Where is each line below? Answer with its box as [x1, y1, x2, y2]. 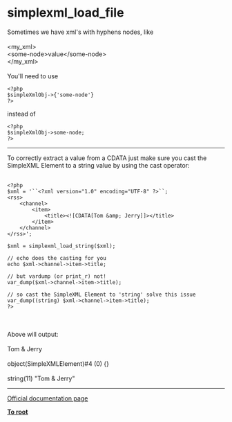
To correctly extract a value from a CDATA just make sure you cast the [7, 154, 207, 162]
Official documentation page [7, 394, 88, 403]
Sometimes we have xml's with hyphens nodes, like [7, 28, 154, 36]
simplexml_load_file [7, 5, 124, 21]
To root [7, 407, 28, 416]
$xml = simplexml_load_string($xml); [7, 243, 116, 249]
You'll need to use [7, 71, 59, 80]
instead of [7, 109, 36, 118]
